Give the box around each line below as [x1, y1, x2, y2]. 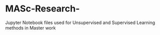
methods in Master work [5, 24, 56, 30]
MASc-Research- [5, 3, 80, 14]
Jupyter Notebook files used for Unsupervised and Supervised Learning [5, 19, 155, 25]
